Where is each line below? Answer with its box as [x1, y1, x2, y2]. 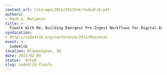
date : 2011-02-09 [5, 53, 41, 58]
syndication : [5, 30, 32, 35]
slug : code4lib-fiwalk [5, 62, 52, 67]
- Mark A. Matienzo [5, 16, 46, 21]
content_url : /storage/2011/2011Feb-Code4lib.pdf [5, 7, 110, 12]
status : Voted [5, 58, 37, 63]
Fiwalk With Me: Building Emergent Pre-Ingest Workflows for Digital [9, 26, 157, 31]
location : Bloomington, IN [5, 48, 61, 53]
